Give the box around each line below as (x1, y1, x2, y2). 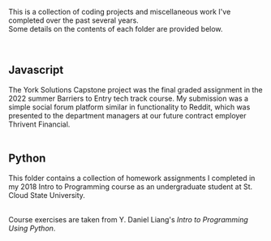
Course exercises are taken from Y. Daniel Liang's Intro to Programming (8, 214, 249, 224)
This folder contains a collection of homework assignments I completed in (8, 173, 256, 183)
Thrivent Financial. (8, 119, 71, 129)
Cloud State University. (8, 190, 85, 200)
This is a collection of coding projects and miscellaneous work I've (8, 7, 231, 16)
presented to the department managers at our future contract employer (8, 110, 247, 120)
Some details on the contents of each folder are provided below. (8, 24, 223, 33)
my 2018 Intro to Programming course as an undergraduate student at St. (8, 182, 253, 192)
